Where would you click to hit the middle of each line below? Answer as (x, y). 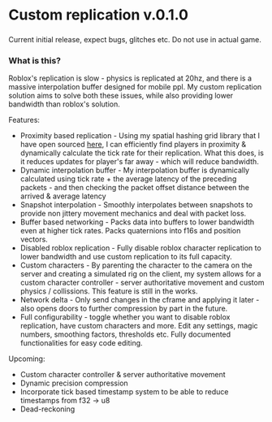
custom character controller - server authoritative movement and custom (142, 283)
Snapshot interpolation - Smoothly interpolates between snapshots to (136, 205)
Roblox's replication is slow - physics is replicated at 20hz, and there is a (130, 78)
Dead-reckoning (47, 409)
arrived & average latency (63, 196)
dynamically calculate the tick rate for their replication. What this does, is (142, 153)
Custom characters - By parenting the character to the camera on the (136, 265)
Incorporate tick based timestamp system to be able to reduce (124, 392)
